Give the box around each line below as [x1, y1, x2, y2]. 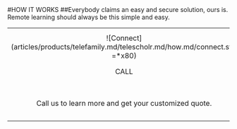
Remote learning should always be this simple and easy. [7, 13, 171, 21]
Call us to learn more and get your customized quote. [36, 99, 212, 108]
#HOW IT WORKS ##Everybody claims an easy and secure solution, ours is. [7, 6, 229, 13]
